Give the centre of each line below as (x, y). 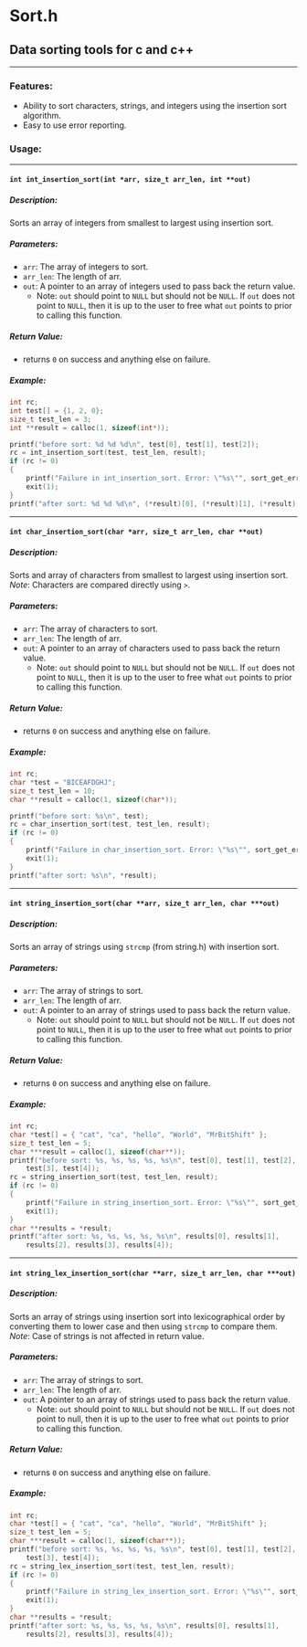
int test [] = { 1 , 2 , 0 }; (57, 411)
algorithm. (42, 116)
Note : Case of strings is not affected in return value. (107, 1336)
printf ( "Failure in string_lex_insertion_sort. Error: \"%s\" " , (151, 1592)
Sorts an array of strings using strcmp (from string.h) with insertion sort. (144, 947)
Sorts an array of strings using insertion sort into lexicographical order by (148, 1316)
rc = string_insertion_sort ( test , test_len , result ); (114, 1177)
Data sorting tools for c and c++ (102, 50)
